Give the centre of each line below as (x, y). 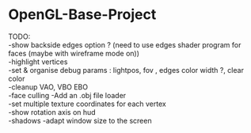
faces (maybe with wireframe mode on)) (74, 53)
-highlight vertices (38, 62)
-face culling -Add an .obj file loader (67, 95)
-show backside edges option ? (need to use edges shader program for (125, 44)
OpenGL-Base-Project (82, 15)
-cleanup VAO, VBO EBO (48, 87)
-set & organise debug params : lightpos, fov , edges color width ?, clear (126, 70)
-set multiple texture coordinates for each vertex (87, 104)
